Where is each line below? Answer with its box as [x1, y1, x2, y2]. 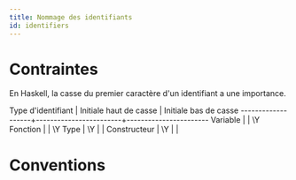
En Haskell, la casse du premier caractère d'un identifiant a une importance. [9, 88, 286, 99]
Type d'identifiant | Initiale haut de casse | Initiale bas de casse [9, 105, 239, 116]
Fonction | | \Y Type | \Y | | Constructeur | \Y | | [9, 124, 179, 135]
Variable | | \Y [210, 115, 260, 125]
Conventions [9, 155, 106, 175]
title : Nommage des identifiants [9, 12, 133, 22]
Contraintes [9, 59, 99, 79]
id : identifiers [9, 21, 69, 30]
